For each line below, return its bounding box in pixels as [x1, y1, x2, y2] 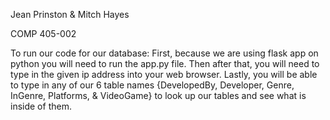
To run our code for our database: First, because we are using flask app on [10, 47, 319, 59]
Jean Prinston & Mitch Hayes [10, 9, 130, 20]
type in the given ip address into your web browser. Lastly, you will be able [10, 69, 318, 80]
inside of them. [10, 100, 72, 112]
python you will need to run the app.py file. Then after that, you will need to [10, 58, 320, 69]
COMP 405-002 [10, 28, 77, 39]
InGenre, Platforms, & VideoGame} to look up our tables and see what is [10, 90, 307, 101]
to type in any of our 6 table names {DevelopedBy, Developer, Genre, [10, 79, 295, 91]
